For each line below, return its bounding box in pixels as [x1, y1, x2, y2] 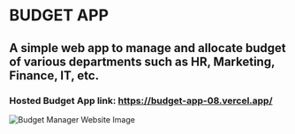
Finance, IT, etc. [9, 68, 100, 83]
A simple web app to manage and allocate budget [9, 41, 286, 56]
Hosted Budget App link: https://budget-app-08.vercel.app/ [9, 94, 273, 107]
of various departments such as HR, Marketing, [9, 54, 276, 69]
